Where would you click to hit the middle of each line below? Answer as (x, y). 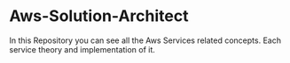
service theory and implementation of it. (82, 49)
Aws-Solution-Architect (99, 16)
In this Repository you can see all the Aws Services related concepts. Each (145, 40)
